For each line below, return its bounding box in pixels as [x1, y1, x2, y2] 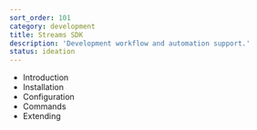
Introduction [22, 72, 69, 83]
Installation [22, 82, 65, 93]
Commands [22, 101, 67, 112]
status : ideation [9, 47, 76, 56]
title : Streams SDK [9, 30, 84, 39]
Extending [22, 111, 61, 122]
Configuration [22, 92, 75, 103]
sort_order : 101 [9, 13, 71, 23]
